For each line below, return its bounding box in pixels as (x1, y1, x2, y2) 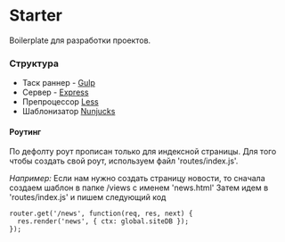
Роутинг (9, 126, 42, 137)
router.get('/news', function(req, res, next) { (9, 209, 193, 219)
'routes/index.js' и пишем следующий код (9, 192, 167, 203)
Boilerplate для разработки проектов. (9, 35, 151, 46)
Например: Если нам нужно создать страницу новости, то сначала (9, 173, 265, 184)
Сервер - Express (21, 87, 89, 98)
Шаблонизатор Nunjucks (21, 106, 116, 117)
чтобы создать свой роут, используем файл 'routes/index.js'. (9, 155, 239, 166)
